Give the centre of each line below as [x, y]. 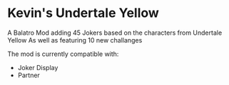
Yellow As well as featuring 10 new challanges [75, 40]
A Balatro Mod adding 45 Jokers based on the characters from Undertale [115, 33]
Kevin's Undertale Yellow [83, 13]
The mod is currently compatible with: [63, 54]
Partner [29, 75]
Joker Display [38, 67]
